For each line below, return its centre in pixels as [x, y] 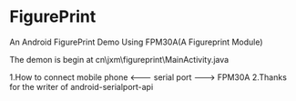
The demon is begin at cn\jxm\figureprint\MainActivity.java [119, 59]
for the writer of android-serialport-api [82, 86]
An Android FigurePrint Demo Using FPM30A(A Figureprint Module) [136, 42]
